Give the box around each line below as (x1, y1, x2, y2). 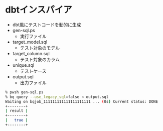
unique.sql (12, 62, 35, 68)
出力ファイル (20, 79, 47, 85)
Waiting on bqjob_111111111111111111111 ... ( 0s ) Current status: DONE (5, 99, 158, 104)
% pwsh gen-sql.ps (5, 89, 44, 95)
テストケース (20, 68, 47, 74)
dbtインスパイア (5, 4, 72, 16)
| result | (5, 108, 28, 113)
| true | (5, 118, 28, 123)
